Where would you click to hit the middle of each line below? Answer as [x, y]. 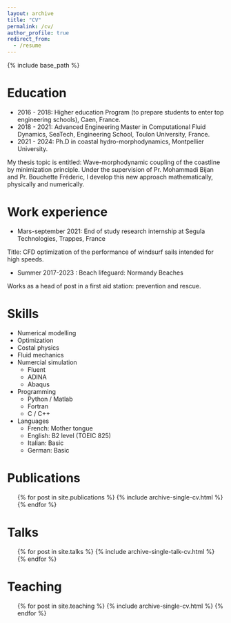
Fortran [38, 406]
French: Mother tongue [60, 428]
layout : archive [30, 13]
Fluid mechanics [40, 355]
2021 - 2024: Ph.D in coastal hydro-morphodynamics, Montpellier [111, 141]
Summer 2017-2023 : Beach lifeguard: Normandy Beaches [100, 273]
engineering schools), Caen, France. [69, 119]
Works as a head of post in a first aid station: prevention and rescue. [104, 286]
